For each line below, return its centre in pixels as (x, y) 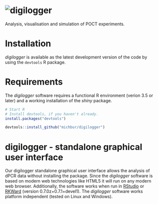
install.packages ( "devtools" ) (36, 119)
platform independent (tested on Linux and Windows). (59, 197)
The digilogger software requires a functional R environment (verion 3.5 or (79, 95)
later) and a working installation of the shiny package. (59, 100)
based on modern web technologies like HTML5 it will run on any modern (78, 181)
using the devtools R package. (35, 62)
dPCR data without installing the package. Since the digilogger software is (79, 176)
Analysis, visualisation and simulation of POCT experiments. (65, 24)
